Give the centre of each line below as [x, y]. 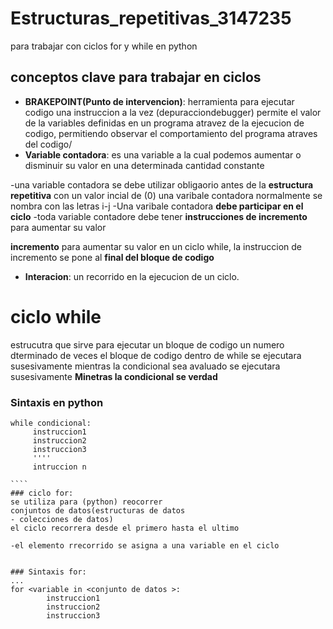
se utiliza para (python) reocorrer [86, 502]
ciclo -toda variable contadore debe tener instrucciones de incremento [159, 216]
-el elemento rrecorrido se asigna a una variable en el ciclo [145, 545]
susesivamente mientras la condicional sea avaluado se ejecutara [145, 366]
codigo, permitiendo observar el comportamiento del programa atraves [171, 133]
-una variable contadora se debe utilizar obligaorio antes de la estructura [162, 184]
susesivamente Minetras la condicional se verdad [114, 376]
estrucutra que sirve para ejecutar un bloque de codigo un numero [147, 344]
